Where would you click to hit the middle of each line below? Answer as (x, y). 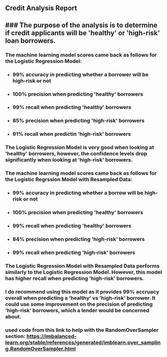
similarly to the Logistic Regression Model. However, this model (83, 272)
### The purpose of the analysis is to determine (82, 25)
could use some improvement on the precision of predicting (79, 304)
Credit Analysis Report (41, 8)
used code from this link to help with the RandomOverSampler (82, 330)
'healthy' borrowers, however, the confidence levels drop (76, 154)
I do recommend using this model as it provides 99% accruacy (82, 292)
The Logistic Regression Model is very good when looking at (80, 147)
